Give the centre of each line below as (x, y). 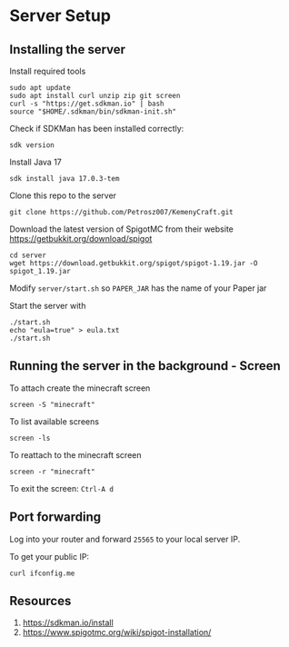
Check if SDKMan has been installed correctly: (97, 129)
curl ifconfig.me (42, 573)
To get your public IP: (49, 556)
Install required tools (48, 71)
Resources (40, 601)
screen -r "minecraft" (52, 472)
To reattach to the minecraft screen (75, 454)
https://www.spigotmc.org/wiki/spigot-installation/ (117, 632)
